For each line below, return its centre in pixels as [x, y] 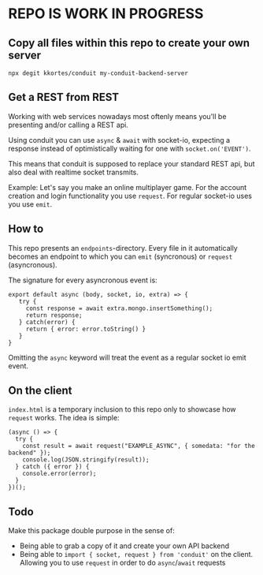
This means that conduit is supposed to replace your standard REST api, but [131, 163]
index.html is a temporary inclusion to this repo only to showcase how [122, 409]
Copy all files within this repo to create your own [129, 43]
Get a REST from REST [64, 97]
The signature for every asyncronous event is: [83, 280]
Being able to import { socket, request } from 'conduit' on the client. [136, 554]
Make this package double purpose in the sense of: [91, 531]
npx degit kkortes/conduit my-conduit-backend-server [98, 73]
